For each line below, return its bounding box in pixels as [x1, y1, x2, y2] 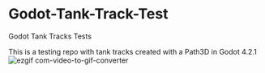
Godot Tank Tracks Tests [8, 31, 92, 41]
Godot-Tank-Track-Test [8, 5, 169, 23]
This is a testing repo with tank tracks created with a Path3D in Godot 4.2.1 [8, 47, 257, 56]
